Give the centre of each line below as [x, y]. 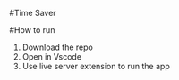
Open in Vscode [52, 56]
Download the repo [58, 47]
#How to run [32, 30]
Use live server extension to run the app [96, 66]
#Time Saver [33, 13]
